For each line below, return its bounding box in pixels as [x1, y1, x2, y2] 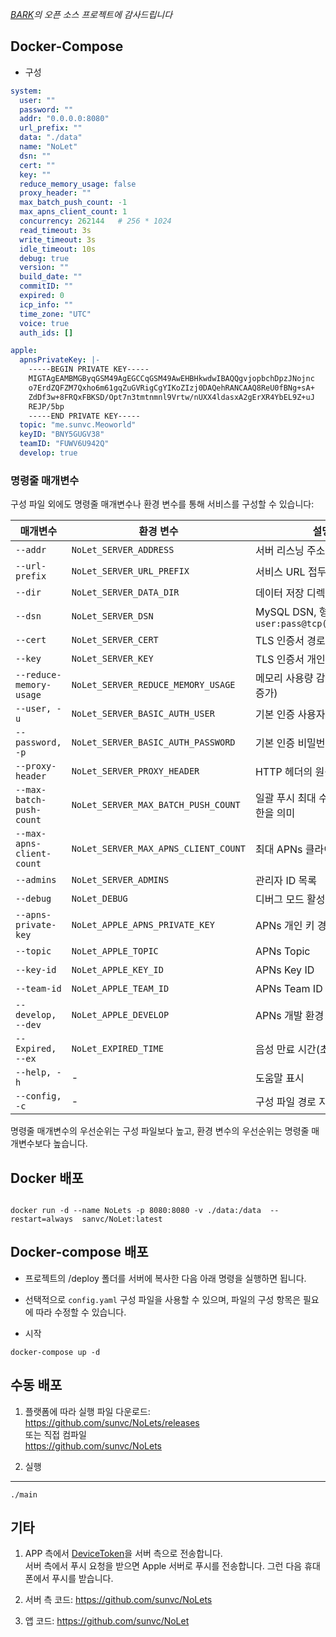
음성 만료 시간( [254, 1043, 321, 1057]
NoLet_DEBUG [71, 893, 128, 905]
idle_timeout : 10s [19, 244, 97, 254]
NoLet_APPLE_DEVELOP [71, 1009, 170, 1021]
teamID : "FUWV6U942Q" [19, 439, 110, 449]
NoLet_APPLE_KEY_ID [71, 964, 164, 976]
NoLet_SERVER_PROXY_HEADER [71, 766, 200, 777]
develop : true [19, 448, 78, 458]
